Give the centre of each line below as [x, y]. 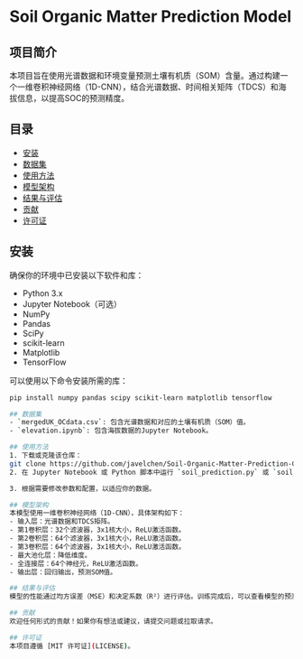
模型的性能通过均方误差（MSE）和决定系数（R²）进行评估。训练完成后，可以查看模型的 [147, 597]
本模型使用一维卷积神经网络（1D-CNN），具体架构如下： [97, 513]
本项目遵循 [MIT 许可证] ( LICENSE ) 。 [72, 646]
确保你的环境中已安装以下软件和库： [77, 275]
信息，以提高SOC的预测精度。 [73, 98]
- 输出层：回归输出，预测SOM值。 [63, 572]
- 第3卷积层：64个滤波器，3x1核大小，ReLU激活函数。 [97, 547]
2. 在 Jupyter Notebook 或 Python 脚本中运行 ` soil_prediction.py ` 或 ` [143, 472]
